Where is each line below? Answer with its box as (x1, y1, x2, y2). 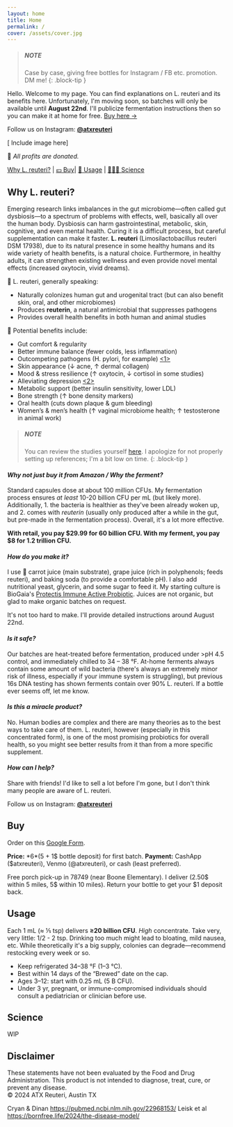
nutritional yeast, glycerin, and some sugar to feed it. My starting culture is (7, 582, 221, 591)
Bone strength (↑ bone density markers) (17, 392, 134, 400)
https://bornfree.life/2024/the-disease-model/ (7, 1112, 140, 1120)
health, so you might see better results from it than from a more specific (7, 740, 214, 749)
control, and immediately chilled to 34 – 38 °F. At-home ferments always (7, 657, 214, 665)
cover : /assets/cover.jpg (7, 29, 82, 37)
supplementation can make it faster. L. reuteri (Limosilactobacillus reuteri (7, 234, 217, 243)
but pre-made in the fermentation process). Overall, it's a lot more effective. (7, 515, 225, 524)
